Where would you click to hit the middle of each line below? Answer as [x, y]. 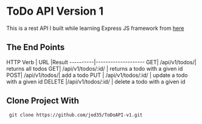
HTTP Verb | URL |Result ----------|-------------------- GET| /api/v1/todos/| [101, 62]
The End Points [36, 47]
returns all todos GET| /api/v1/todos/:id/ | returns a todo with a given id [95, 68]
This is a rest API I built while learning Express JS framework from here [95, 28]
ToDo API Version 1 [55, 11]
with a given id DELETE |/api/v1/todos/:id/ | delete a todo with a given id [96, 81]
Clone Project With [43, 101]
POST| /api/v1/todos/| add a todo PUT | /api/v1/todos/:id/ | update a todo [97, 75]
